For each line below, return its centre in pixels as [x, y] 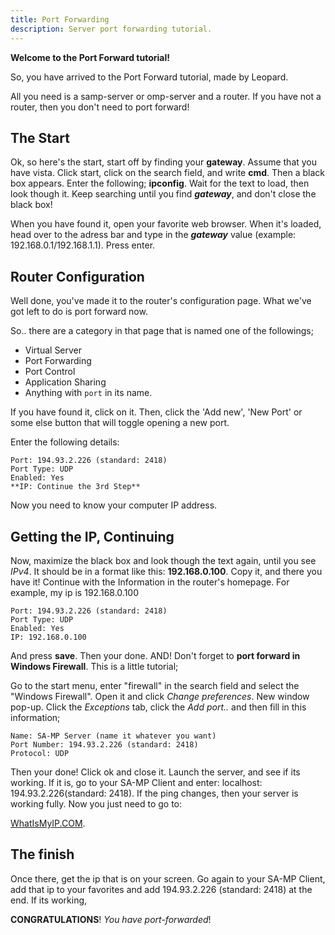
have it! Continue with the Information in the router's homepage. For [150, 582]
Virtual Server [53, 350]
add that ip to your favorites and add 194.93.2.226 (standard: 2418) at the [161, 889]
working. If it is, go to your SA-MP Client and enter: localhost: [136, 782]
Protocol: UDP [40, 753]
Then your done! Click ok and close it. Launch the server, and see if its [155, 772]
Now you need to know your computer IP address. [114, 505]
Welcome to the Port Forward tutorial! [90, 57]
